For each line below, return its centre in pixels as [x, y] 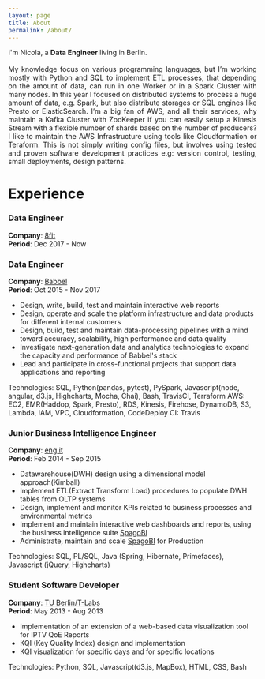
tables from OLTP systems [62, 499]
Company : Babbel [38, 282]
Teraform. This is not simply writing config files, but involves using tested [132, 145]
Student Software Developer [64, 585]
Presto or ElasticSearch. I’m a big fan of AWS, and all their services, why [132, 111]
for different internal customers [70, 322]
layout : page [30, 15]
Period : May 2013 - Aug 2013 [56, 611]
